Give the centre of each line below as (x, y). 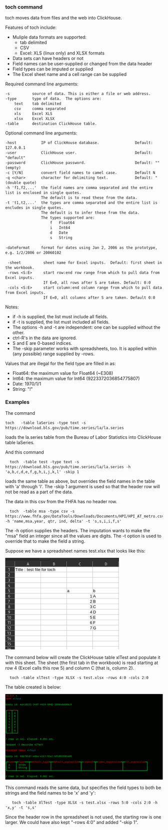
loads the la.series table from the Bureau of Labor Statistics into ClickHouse (83, 437)
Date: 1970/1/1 (27, 384)
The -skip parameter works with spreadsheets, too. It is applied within (84, 349)
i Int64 (60, 228)
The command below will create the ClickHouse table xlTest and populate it (83, 657)
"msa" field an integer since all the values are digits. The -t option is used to (83, 536)
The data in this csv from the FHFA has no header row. (61, 501)
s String (61, 238)
